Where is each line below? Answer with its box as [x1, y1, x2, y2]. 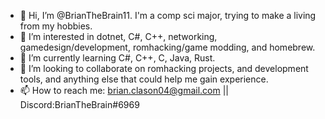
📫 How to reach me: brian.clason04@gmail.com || [19, 85, 230, 96]
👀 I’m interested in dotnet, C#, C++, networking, [19, 31, 218, 42]
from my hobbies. [19, 20, 93, 32]
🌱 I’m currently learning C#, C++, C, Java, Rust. [19, 52, 216, 64]
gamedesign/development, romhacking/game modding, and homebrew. [19, 41, 316, 53]
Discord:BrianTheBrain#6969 [19, 99, 140, 110]
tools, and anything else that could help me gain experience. [19, 73, 269, 85]
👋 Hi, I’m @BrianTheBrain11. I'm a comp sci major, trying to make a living [19, 10, 317, 21]
